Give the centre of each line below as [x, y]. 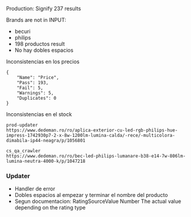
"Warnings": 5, [35, 93]
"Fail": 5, [30, 88]
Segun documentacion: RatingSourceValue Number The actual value [98, 201]
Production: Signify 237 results [44, 9]
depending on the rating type [50, 208]
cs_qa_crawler [24, 151]
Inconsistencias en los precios [43, 62]
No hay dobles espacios [44, 50]
